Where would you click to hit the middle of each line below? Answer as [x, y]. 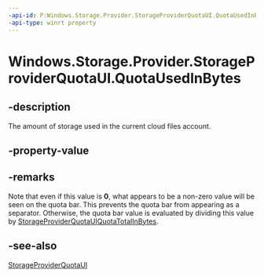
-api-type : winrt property [52, 23]
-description [39, 107]
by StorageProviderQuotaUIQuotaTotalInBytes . [83, 221]
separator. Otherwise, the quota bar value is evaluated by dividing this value [131, 213]
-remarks [31, 177]
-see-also [33, 246]
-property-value [49, 150]
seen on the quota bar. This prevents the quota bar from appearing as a [124, 204]
